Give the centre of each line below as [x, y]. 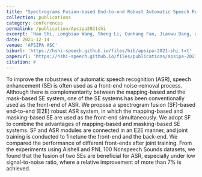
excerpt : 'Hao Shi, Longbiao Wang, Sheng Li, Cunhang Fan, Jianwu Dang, [99, 34]
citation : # [21, 62]
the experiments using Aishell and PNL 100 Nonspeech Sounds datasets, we [101, 149]
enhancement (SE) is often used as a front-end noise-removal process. [94, 85]
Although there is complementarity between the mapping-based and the [96, 92]
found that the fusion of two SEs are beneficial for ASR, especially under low [101, 155]
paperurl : [19, 56]
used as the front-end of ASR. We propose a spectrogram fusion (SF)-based [101, 104]
